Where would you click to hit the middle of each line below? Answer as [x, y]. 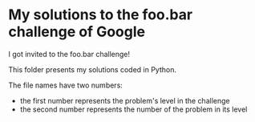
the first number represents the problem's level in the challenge [125, 100]
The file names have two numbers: [65, 85]
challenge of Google [77, 32]
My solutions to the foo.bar [101, 15]
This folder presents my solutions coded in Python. [92, 69]
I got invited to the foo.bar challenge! [69, 54]
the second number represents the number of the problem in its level [134, 109]
